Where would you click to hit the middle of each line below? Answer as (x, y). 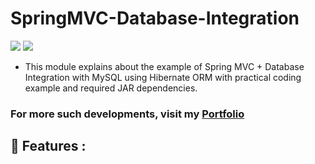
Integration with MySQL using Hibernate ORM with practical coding (163, 77)
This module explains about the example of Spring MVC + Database (164, 66)
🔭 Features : (48, 146)
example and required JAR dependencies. (111, 88)
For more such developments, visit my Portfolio (127, 114)
